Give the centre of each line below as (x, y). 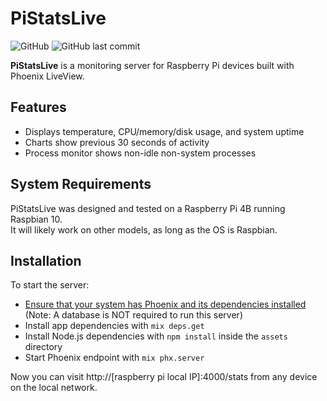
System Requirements (81, 184)
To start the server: (50, 285)
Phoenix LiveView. (47, 76)
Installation (46, 260)
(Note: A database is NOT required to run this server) (133, 315)
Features (38, 107)
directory (43, 347)
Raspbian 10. (36, 219)
